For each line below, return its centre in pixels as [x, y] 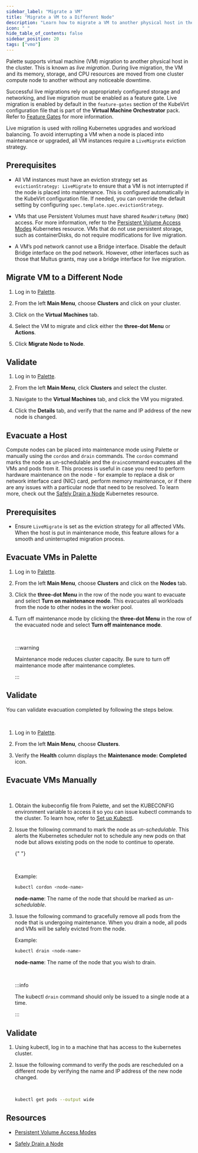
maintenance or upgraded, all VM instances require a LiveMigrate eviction [96, 140]
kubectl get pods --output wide [54, 1099]
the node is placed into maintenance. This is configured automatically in [102, 192]
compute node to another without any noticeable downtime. [79, 80]
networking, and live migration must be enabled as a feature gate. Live [92, 97]
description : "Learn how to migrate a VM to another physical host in [95, 22]
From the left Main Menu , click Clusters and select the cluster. [91, 388]
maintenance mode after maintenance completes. [75, 665]
